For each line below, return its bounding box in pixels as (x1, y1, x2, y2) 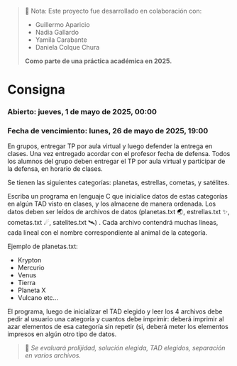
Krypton (17, 256, 42, 265)
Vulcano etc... (17, 294, 59, 302)
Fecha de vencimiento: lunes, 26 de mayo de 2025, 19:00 (7, 126, 209, 136)
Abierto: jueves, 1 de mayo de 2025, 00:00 (7, 107, 158, 117)
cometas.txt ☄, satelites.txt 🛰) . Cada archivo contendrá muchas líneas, (7, 218, 219, 227)
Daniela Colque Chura (35, 43, 100, 51)
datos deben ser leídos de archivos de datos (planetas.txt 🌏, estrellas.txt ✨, (7, 208, 230, 216)
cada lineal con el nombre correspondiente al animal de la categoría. (7, 228, 208, 237)
